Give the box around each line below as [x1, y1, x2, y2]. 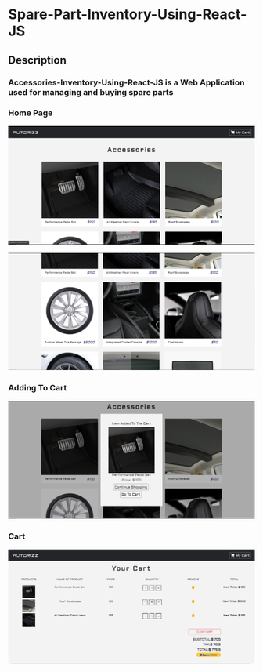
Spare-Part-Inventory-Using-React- [8, 5, 247, 24]
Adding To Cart [8, 383, 67, 394]
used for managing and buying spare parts [8, 86, 174, 97]
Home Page [8, 107, 53, 118]
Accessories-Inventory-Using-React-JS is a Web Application [8, 77, 245, 88]
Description [8, 53, 67, 67]
